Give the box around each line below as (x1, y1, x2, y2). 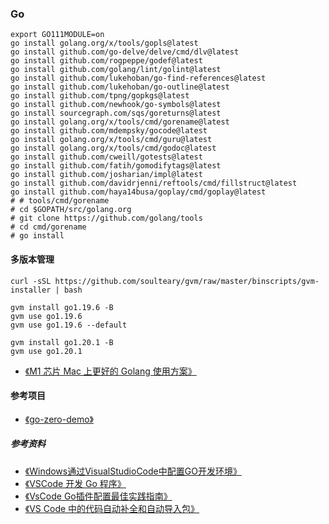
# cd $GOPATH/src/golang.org (10, 205, 132, 215)
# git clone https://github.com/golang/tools (10, 213, 203, 224)
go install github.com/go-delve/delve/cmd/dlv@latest (10, 47, 240, 57)
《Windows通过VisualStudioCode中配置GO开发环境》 (24, 465, 242, 477)
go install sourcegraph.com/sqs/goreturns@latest (10, 108, 222, 119)
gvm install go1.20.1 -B (10, 337, 114, 347)
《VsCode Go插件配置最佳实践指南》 (24, 490, 173, 502)
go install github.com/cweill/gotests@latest (10, 152, 203, 162)
